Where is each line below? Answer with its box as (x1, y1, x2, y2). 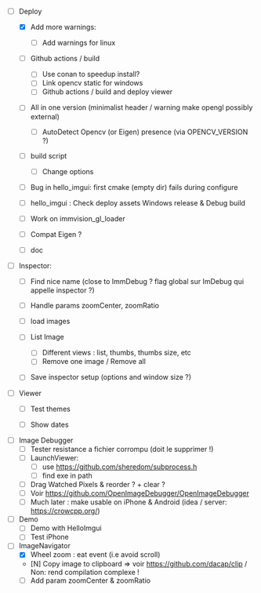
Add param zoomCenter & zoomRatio (30, 576, 150, 585)
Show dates (30, 420, 69, 429)
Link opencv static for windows (42, 78, 143, 88)
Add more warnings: (30, 23, 96, 32)
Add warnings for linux (42, 38, 116, 48)
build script (30, 151, 67, 160)
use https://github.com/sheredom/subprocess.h (42, 462, 198, 471)
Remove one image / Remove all (42, 357, 147, 366)
